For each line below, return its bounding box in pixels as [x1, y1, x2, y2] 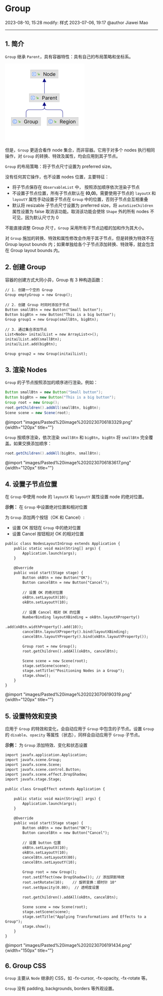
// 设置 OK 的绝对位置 [22, 590, 63, 595]
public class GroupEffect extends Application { [5, 787, 105, 792]
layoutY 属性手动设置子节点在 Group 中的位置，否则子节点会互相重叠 [12, 196, 148, 202]
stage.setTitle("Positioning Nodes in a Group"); [22, 669, 125, 673]
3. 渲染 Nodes [5, 365, 47, 374]
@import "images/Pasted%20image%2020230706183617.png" [5, 459, 131, 465]
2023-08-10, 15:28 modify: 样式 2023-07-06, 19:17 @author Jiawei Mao [5, 19, 148, 25]
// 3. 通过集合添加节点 [5, 327, 48, 332]
